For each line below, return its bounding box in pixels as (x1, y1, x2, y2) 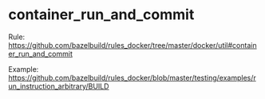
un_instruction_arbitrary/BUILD (8, 81, 109, 91)
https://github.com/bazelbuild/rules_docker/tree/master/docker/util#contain (8, 40, 257, 49)
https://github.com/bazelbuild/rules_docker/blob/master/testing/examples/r (8, 73, 257, 82)
